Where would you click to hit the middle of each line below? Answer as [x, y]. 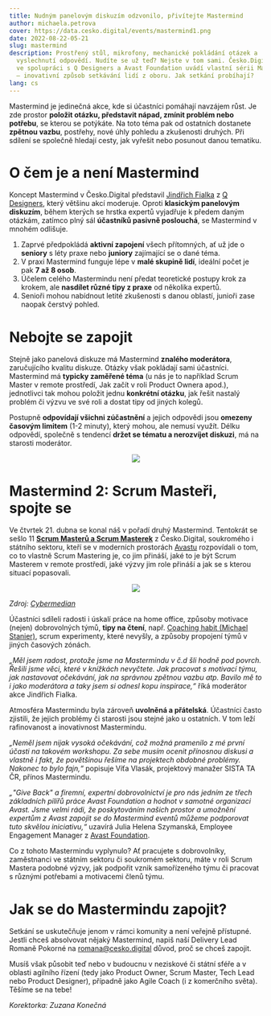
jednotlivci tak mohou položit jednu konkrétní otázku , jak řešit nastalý [125, 393]
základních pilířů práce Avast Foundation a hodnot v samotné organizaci [130, 801]
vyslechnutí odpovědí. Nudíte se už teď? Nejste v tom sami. [121, 61]
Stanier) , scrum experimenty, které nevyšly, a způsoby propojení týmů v [128, 636]
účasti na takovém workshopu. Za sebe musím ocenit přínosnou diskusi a [131, 751]
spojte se [40, 508]
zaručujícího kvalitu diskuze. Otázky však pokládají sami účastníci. [119, 368]
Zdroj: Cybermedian [42, 603]
